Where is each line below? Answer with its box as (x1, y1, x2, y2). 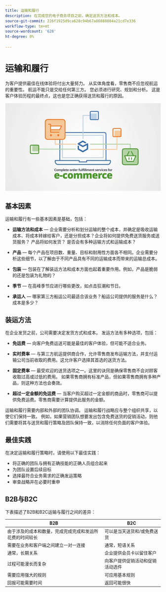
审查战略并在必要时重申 (12, 479, 60, 485)
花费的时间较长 (7, 534, 38, 540)
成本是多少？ (12, 300, 39, 306)
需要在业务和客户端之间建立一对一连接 (7, 542, 85, 548)
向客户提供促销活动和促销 (104, 558, 157, 564)
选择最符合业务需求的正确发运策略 (12, 473, 82, 479)
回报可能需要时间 (7, 580, 42, 586)
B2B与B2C (5, 495, 38, 503)
